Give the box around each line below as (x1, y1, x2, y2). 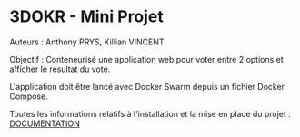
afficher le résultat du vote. (9, 64, 111, 74)
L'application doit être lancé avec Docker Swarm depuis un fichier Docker (9, 81, 285, 92)
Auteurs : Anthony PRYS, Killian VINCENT (9, 36, 165, 47)
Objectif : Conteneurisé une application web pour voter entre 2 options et (9, 54, 284, 64)
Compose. (9, 91, 48, 102)
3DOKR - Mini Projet (9, 6, 164, 27)
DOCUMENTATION (9, 118, 80, 129)
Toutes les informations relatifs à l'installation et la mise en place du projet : (9, 108, 291, 119)
